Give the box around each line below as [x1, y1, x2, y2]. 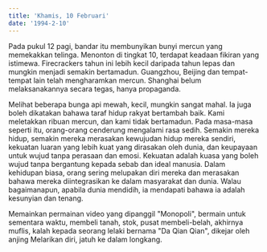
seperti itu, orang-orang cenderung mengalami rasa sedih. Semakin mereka [8, 125, 260, 135]
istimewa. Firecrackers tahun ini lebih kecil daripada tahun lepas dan [8, 58, 236, 68]
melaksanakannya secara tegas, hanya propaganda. [8, 83, 181, 93]
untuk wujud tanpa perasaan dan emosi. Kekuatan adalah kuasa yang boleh [8, 150, 259, 161]
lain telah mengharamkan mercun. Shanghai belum [33, 75, 202, 85]
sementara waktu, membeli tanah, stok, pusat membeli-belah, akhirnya [8, 217, 244, 227]
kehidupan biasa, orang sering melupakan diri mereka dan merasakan [8, 168, 240, 177]
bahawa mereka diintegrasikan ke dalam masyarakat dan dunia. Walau [8, 176, 241, 185]
